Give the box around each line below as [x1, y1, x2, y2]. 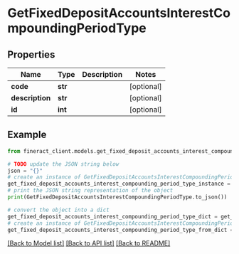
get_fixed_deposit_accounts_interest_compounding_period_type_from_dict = [7, 226, 234, 233]
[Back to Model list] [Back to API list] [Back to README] [7, 239, 171, 248]
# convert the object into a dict [7, 206, 110, 213]
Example [7, 129, 47, 141]
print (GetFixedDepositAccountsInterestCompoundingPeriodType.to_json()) [7, 194, 228, 201]
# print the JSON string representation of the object [7, 187, 174, 194]
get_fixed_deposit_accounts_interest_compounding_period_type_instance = [7, 180, 231, 188]
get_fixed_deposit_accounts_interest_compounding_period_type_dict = [7, 213, 218, 220]
